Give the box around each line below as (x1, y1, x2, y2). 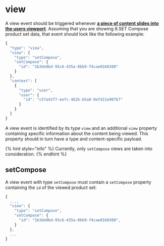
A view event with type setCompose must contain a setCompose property (5, 179, 151, 185)
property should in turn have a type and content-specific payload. (5, 135, 142, 142)
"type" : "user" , (18, 87, 53, 93)
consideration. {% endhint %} (5, 151, 67, 157)
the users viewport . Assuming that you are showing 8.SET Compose (5, 25, 149, 31)
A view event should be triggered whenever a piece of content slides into (5, 20, 159, 26)
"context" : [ (10, 78, 37, 83)
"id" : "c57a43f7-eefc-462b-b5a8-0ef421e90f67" (23, 97, 123, 102)
